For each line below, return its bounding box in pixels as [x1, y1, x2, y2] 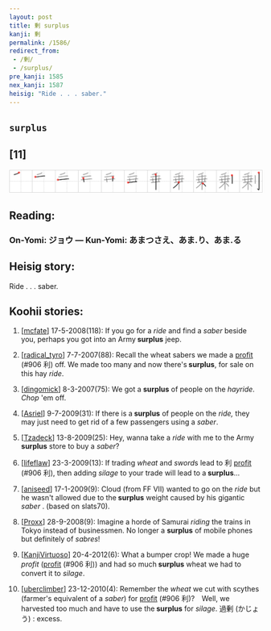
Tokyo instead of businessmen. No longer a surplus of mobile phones [20, 525, 253, 536]
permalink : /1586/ [9, 39, 71, 47]
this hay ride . [20, 369, 64, 378]
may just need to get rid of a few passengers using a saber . [20, 417, 219, 427]
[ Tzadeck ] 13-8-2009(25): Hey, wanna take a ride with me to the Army [20, 433, 254, 443]
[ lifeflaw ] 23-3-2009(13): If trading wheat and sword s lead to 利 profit [20, 458, 252, 468]
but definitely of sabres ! [20, 534, 101, 544]
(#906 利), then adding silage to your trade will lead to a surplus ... [20, 468, 240, 478]
